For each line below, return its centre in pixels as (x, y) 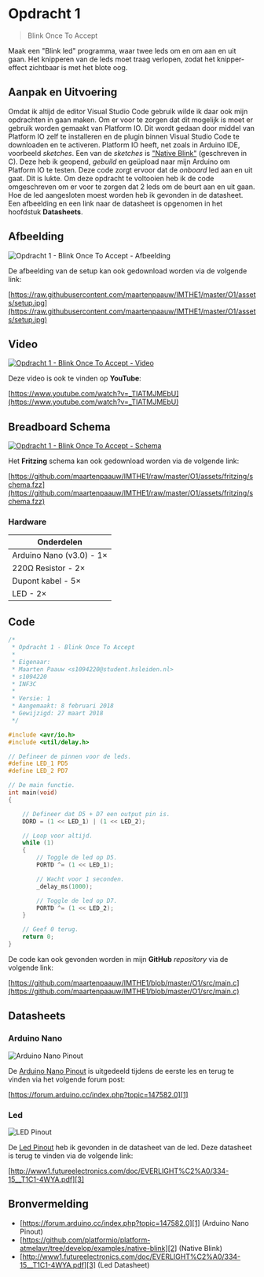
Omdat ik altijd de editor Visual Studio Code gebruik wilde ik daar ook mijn (128, 111)
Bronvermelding (48, 1204)
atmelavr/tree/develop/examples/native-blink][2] (98, 1248)
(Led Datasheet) (124, 1264)
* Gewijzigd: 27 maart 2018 (57, 714)
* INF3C (24, 684)
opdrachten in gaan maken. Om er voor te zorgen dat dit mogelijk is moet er (131, 120)
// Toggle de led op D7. (77, 900)
